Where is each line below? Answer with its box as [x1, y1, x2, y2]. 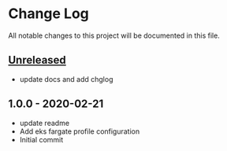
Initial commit [19, 134, 64, 144]
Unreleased [8, 53, 67, 67]
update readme [19, 118, 69, 127]
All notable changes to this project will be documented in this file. [8, 31, 221, 40]
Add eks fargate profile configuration [19, 127, 140, 136]
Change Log [8, 5, 89, 23]
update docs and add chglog [19, 74, 113, 83]
